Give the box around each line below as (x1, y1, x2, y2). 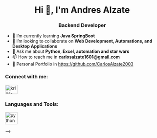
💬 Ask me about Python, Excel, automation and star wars (12, 48, 130, 54)
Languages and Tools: (5, 100, 59, 107)
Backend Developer (58, 22, 106, 29)
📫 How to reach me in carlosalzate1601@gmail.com (12, 54, 120, 60)
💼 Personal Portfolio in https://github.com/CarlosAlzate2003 (12, 61, 134, 67)
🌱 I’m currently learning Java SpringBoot (12, 33, 95, 39)
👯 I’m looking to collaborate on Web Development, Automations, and (12, 38, 153, 44)
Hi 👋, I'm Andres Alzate (34, 4, 130, 16)
